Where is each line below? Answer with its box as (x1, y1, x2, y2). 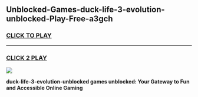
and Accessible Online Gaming (6, 84, 83, 91)
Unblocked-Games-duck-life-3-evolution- (6, 5, 165, 15)
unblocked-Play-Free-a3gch (6, 14, 113, 24)
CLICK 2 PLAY (6, 53, 47, 62)
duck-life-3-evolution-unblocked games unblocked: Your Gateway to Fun (6, 78, 190, 85)
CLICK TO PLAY (6, 32, 52, 40)
